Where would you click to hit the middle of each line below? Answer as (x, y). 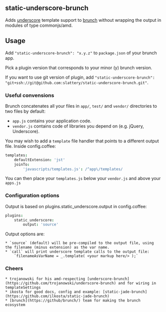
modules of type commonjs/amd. (39, 25)
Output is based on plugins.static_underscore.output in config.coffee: (76, 206)
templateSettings (23, 287)
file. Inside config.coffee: (30, 146)
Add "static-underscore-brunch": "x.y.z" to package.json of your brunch (81, 53)
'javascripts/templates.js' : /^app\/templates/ (73, 169)
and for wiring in (137, 283)
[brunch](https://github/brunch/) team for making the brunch (75, 300)
